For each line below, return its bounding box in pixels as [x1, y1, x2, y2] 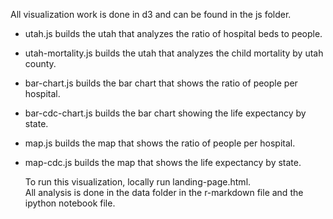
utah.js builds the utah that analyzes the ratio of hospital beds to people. [24, 28, 323, 39]
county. [24, 58, 57, 69]
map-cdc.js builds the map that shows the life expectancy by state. [24, 157, 302, 168]
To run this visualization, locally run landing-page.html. [24, 176, 252, 188]
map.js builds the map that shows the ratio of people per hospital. [24, 137, 296, 149]
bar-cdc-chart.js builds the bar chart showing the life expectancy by [24, 107, 307, 119]
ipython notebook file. [24, 197, 116, 209]
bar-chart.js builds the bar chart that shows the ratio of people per [24, 77, 298, 89]
